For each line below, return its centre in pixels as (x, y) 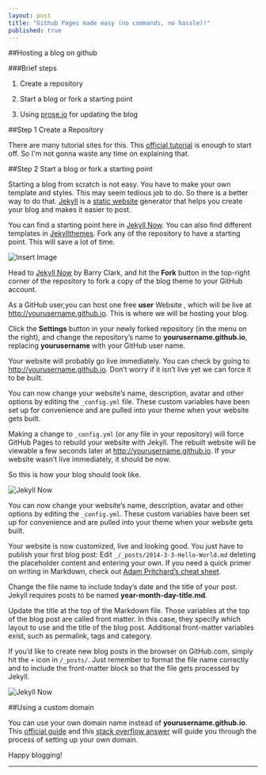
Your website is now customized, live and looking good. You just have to (126, 546)
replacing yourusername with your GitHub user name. (97, 345)
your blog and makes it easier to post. (70, 210)
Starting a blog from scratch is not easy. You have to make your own (120, 184)
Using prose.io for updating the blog (79, 114)
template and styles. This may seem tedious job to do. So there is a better (128, 193)
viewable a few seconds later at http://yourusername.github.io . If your (122, 451)
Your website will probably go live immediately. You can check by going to (129, 361)
